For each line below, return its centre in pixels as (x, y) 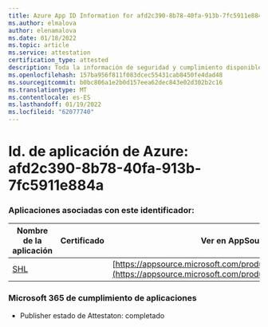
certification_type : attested (59, 61)
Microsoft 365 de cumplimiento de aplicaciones (102, 298)
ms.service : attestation (49, 53)
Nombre (33, 230)
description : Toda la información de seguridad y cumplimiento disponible (135, 68)
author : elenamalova (43, 30)
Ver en (213, 241)
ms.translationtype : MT (48, 90)
